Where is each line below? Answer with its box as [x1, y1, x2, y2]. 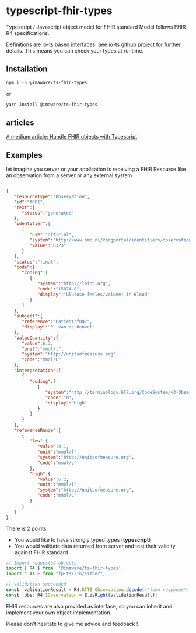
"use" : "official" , [29, 232, 75, 238]
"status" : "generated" [21, 210, 75, 216]
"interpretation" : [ [13, 368, 61, 373]
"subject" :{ [13, 313, 43, 319]
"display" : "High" [45, 400, 87, 406]
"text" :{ [13, 205, 35, 210]
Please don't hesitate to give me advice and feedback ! [6, 620, 138, 627]
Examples [6, 150, 43, 160]
